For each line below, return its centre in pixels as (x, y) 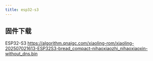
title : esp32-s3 (22, 10)
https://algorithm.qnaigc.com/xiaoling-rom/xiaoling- (81, 43)
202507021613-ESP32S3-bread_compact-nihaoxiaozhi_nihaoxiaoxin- (76, 49)
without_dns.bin (21, 54)
